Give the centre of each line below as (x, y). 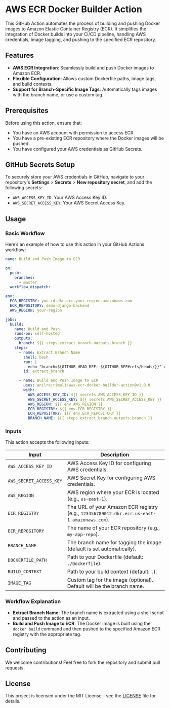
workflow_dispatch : (30, 287)
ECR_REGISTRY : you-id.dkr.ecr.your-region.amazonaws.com (71, 301)
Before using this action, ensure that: (44, 123)
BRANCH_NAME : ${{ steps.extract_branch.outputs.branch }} (90, 418)
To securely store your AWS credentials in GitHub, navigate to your (75, 177)
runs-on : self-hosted (37, 334)
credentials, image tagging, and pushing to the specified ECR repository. (81, 40)
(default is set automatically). (102, 549)
